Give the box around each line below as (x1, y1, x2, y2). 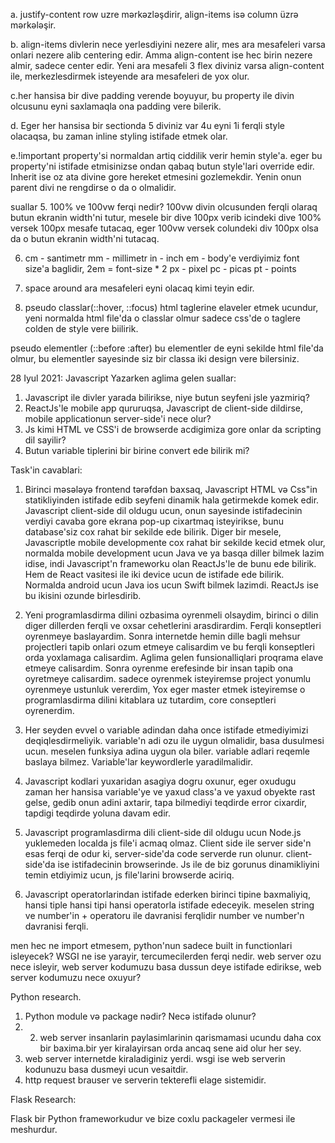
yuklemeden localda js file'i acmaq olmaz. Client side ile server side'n (24, 837, 312, 849)
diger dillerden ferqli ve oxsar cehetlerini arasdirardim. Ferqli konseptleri (24, 620, 322, 631)
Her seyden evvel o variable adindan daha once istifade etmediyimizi (24, 724, 309, 736)
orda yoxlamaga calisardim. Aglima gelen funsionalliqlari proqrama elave (24, 652, 324, 663)
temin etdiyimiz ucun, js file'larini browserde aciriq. (24, 869, 235, 881)
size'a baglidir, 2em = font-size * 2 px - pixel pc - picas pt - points (24, 263, 297, 274)
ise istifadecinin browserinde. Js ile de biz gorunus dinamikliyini (57, 859, 320, 870)
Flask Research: (10, 1094, 77, 1105)
